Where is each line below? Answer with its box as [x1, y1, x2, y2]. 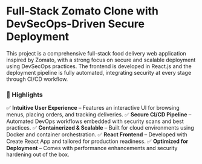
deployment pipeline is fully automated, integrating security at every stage [6, 69, 192, 76]
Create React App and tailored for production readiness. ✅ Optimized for [6, 137, 189, 145]
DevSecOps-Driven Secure [6, 17, 145, 31]
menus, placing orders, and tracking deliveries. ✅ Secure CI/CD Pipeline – [6, 111, 192, 118]
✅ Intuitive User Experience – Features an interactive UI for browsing [6, 104, 180, 112]
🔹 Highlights [6, 90, 44, 99]
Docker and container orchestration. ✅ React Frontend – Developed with [6, 131, 187, 138]
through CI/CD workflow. [6, 75, 68, 83]
